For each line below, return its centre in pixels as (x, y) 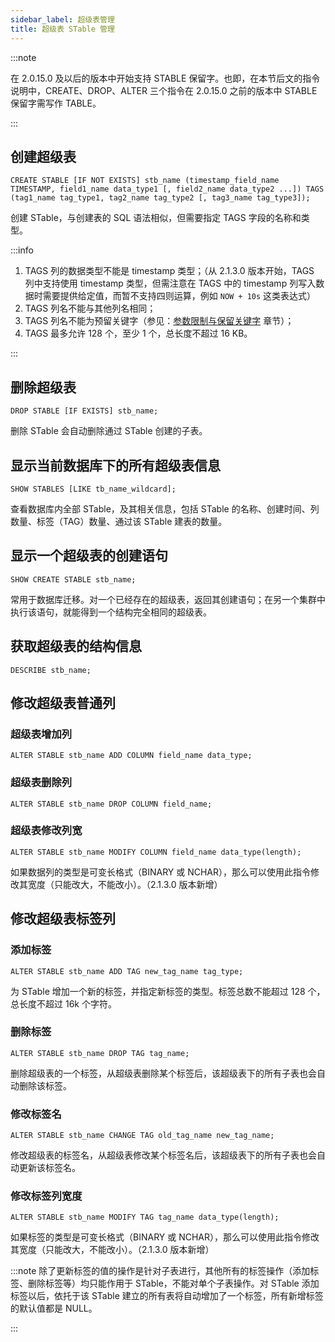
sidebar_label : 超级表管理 (62, 19)
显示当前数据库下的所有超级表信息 (115, 465)
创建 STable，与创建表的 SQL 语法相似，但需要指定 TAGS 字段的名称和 (156, 218)
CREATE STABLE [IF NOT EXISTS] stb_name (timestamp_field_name (145, 181)
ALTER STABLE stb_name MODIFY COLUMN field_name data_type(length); (156, 852)
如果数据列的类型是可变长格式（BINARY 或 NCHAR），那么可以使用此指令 (161, 872)
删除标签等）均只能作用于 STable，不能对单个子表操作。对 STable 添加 (173, 1283)
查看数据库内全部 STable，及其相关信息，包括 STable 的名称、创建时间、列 (165, 508)
